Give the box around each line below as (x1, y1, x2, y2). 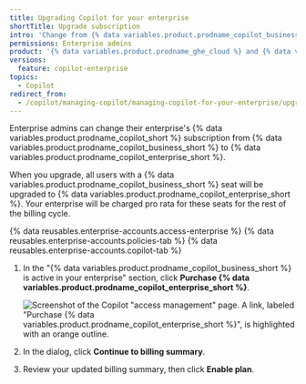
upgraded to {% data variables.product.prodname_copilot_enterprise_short (9, 188, 291, 200)
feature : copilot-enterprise (17, 65, 128, 74)
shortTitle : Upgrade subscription (9, 22, 141, 31)
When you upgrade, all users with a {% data (9, 169, 175, 180)
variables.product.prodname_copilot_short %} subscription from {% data (9, 133, 282, 144)
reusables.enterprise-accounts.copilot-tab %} (9, 245, 182, 256)
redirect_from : (9, 89, 67, 98)
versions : (9, 56, 47, 65)
